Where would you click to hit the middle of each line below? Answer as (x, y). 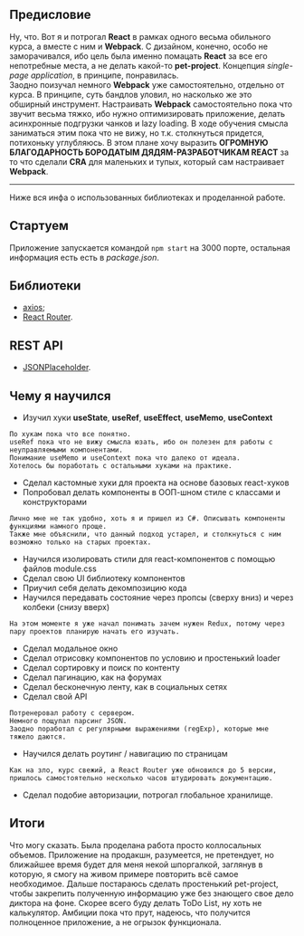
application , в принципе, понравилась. (104, 75)
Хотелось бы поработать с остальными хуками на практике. (121, 466)
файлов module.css (59, 568)
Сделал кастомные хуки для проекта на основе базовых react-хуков (156, 482)
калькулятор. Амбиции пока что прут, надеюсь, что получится (130, 912)
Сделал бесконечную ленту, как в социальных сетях (125, 687)
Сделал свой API (55, 697)
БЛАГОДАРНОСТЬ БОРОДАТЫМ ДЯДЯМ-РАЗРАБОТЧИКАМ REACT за (149, 152)
